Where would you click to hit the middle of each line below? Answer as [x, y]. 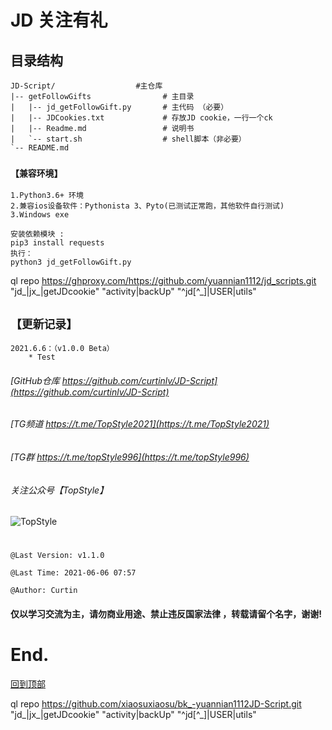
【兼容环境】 [36, 173]
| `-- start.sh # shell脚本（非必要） [128, 139]
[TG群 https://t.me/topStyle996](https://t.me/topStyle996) [130, 457]
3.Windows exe [40, 215]
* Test [42, 357]
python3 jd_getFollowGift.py [71, 262]
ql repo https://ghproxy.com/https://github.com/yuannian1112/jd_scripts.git [163, 281]
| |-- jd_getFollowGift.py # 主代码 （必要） [119, 107]
